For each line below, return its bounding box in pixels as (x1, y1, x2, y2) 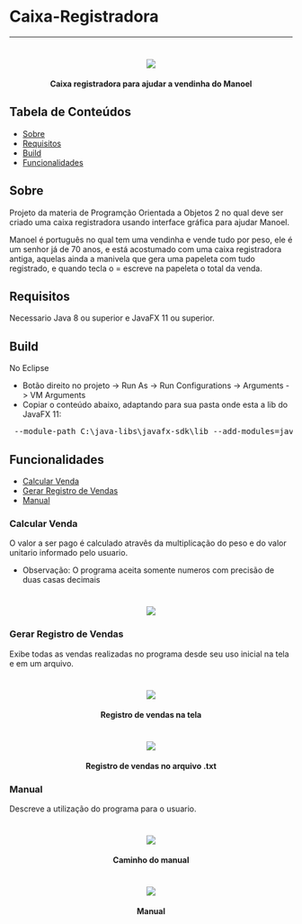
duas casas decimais (22, 575, 101, 585)
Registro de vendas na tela (100, 709, 202, 720)
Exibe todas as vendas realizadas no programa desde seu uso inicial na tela (9, 648, 289, 659)
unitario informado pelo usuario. (9, 548, 129, 558)
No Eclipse (9, 363, 49, 374)
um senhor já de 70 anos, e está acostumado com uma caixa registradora (9, 243, 282, 254)
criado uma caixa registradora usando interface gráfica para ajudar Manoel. (9, 216, 290, 227)
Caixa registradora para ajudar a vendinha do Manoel (49, 78, 253, 89)
